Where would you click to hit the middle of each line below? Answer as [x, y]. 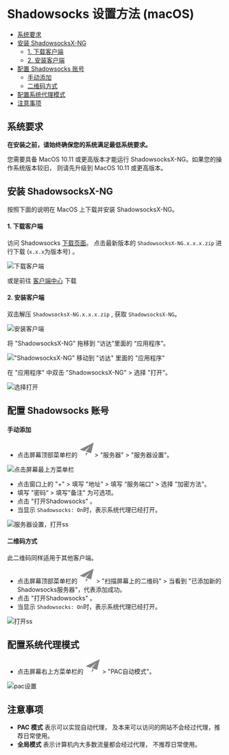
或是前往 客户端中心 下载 [42, 280]
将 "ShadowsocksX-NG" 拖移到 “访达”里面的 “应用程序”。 [88, 343]
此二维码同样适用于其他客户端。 [52, 557]
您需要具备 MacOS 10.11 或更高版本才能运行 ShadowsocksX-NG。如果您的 [111, 159]
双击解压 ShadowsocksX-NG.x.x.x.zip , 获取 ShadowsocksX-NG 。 [94, 314]
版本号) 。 [64, 251]
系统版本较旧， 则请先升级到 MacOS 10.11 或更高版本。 [90, 167]
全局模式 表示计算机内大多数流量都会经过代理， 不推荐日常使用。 [109, 745]
